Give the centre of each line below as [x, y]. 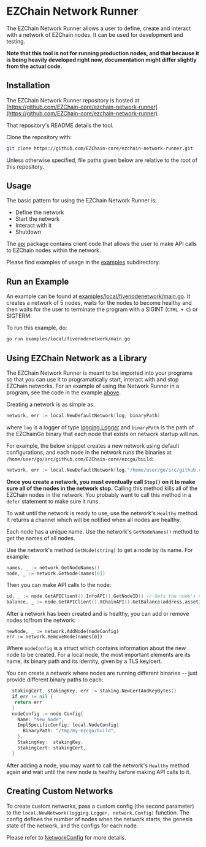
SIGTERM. [19, 316]
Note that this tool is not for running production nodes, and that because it [103, 53]
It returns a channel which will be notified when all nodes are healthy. [94, 519]
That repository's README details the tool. [60, 125]
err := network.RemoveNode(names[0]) [55, 637]
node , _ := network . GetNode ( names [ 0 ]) [56, 573]
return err [29, 702]
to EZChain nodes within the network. [54, 250]
